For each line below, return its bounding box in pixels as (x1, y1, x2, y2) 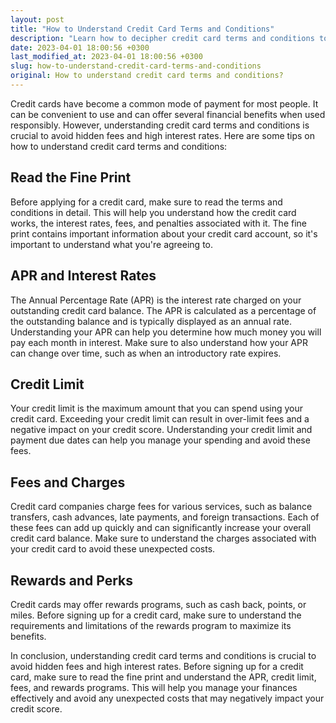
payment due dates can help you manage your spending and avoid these (10, 434, 311, 446)
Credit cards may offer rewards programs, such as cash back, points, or (10, 598, 307, 610)
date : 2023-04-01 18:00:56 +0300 (10, 42, 150, 53)
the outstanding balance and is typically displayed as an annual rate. (10, 315, 293, 327)
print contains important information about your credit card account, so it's (10, 227, 318, 240)
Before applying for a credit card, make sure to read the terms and (10, 196, 283, 208)
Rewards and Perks (10, 572, 134, 589)
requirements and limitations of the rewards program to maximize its (10, 619, 292, 631)
